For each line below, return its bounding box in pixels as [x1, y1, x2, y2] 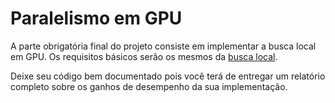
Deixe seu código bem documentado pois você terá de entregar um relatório [10, 70, 326, 82]
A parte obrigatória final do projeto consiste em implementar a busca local [10, 40, 317, 52]
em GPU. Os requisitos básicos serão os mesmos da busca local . [10, 50, 278, 62]
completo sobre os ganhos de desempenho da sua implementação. [10, 80, 288, 92]
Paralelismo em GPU [10, 7, 183, 30]
